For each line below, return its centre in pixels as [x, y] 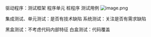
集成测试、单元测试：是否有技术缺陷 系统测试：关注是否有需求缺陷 [76, 19]
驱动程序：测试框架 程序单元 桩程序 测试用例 [52, 8]
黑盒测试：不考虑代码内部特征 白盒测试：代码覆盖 [58, 29]
